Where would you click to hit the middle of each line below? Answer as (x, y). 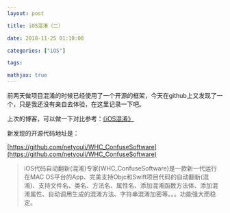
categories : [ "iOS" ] (37, 51)
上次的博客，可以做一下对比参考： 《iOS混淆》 (71, 118)
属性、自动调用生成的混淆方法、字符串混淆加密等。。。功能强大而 (120, 194)
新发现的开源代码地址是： (43, 133)
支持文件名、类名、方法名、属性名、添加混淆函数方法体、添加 (125, 185)
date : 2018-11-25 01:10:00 (46, 38)
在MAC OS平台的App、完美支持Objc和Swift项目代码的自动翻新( (113, 177)
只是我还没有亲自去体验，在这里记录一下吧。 (82, 104)
